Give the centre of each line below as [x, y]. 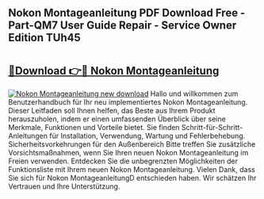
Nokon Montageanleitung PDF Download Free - [127, 13]
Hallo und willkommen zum [194, 94]
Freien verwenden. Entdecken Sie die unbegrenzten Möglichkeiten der [123, 161]
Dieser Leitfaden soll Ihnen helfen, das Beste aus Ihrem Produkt [112, 111]
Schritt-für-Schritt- [212, 127]
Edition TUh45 [44, 38]
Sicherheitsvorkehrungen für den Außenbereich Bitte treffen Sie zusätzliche [132, 144]
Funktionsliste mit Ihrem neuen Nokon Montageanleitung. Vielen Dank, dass [132, 169]
